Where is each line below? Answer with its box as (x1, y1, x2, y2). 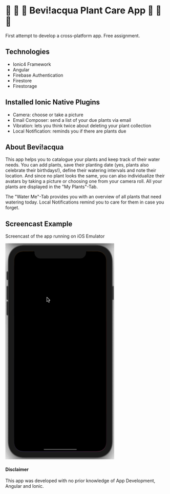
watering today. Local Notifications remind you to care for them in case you (5, 199, 164, 205)
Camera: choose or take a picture (12, 112, 83, 118)
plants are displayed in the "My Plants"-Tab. (5, 184, 98, 190)
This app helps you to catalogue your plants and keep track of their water (5, 156, 160, 162)
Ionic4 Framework (12, 61, 51, 67)
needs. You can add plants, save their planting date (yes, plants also (5, 162, 149, 168)
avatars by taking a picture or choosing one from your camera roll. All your (5, 178, 162, 185)
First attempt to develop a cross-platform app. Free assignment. (5, 32, 140, 39)
